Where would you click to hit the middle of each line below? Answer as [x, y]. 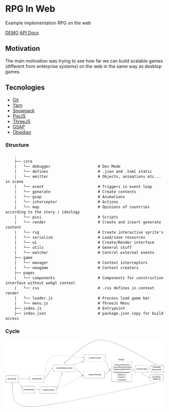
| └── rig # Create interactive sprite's [89, 232]
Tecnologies [25, 87]
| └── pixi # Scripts [66, 217]
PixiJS [19, 116]
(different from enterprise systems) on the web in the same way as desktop [83, 66]
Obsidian [22, 132]
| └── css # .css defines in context [84, 288]
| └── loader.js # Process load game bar [82, 298]
